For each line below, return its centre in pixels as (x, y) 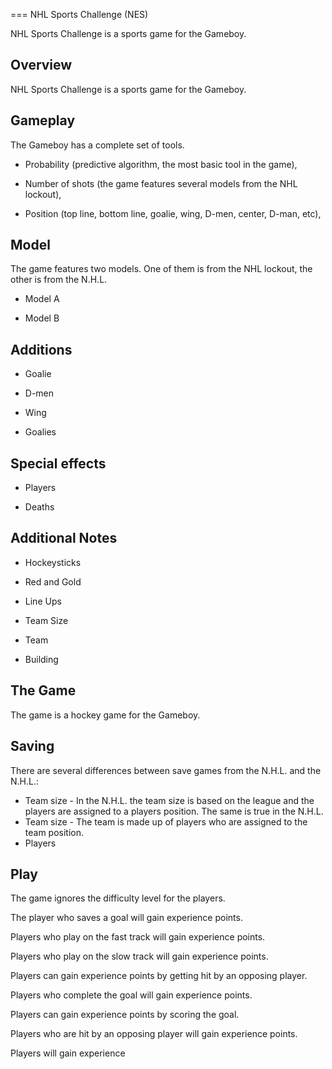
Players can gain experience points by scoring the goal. (125, 1015)
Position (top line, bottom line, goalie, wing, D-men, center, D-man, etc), (173, 213)
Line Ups (43, 601)
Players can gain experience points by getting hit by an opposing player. (159, 976)
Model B (42, 318)
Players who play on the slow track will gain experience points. (139, 956)
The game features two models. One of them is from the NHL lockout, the (161, 269)
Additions (41, 349)
